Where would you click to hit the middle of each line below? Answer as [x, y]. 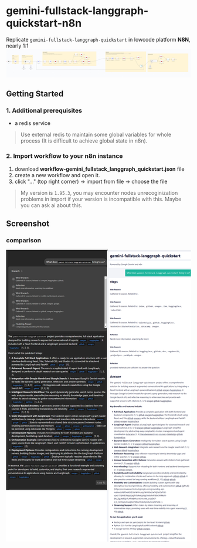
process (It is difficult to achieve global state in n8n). [84, 141]
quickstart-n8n [44, 23]
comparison [24, 240]
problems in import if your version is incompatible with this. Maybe [101, 199]
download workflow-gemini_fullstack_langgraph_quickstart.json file [99, 169]
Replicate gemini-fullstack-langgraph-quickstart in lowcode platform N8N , [98, 39]
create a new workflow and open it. [57, 175]
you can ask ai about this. [51, 205]
